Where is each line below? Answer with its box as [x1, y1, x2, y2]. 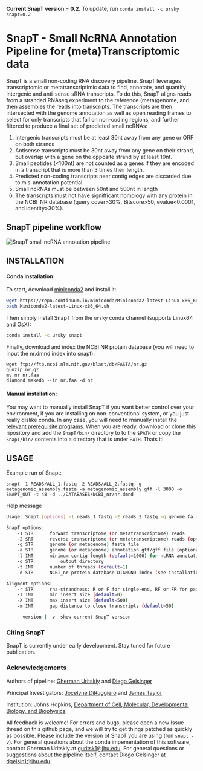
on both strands [14, 140, 55, 148]
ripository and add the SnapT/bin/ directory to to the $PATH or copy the [6, 429, 181, 437]
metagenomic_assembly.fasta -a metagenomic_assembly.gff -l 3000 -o [6, 486, 182, 492]
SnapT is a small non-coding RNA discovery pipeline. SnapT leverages [6, 77, 181, 84]
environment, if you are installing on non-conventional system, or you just [6, 410, 189, 417]
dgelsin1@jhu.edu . [6, 757, 52, 764]
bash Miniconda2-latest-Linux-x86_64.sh [6, 304, 110, 310]
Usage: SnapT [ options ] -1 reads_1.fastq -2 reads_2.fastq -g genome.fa [6, 513, 193, 519]
